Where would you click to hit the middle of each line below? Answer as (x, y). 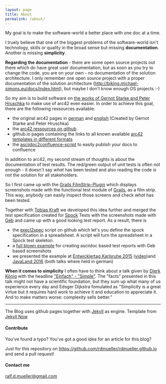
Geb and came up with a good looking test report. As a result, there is (76, 221)
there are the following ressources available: (50, 109)
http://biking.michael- (117, 83)
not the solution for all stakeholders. (42, 175)
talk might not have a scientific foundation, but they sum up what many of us (83, 281)
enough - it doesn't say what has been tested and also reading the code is (81, 170)
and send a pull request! (30, 354)
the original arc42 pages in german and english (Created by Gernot (81, 118)
